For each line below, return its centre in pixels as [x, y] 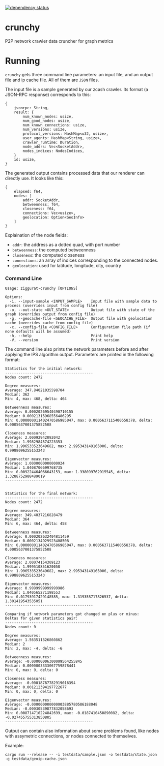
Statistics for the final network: [41, 494]
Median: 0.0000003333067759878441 [41, 666]
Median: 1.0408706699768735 [34, 468]
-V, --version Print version [65, 340]
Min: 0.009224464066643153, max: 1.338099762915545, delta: [68, 472]
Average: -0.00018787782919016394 [41, 683]
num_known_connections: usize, [55, 125]
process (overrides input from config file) [51, 306]
